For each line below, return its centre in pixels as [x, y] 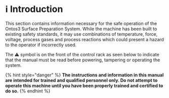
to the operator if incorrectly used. [41, 45]
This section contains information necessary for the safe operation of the [81, 23]
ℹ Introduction [34, 9]
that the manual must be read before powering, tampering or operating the [83, 60]
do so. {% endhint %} [28, 91]
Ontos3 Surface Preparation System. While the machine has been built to [81, 29]
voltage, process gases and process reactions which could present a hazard [84, 39]
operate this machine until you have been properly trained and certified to [84, 85]
